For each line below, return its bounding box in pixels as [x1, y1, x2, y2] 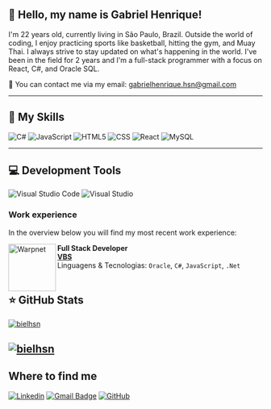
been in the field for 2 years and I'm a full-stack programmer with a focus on [8, 55, 262, 65]
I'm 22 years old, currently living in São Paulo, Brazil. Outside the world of [8, 29, 253, 39]
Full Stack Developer [57, 243, 128, 252]
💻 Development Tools [8, 164, 122, 177]
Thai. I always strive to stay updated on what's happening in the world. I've [8, 46, 257, 56]
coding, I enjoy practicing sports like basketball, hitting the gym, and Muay [8, 38, 256, 48]
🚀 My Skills [8, 111, 65, 124]
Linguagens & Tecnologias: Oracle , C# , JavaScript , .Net [57, 260, 240, 270]
